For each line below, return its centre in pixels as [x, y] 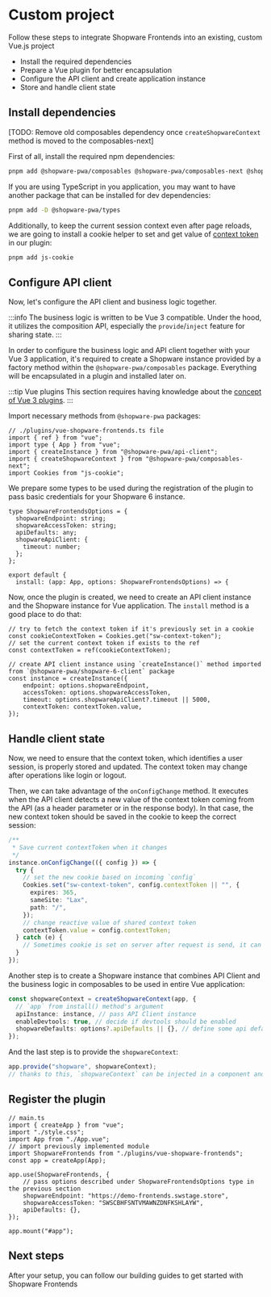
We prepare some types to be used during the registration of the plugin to [131, 488]
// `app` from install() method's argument [90, 1006]
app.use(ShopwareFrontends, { [59, 1174]
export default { [38, 575]
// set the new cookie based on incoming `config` [110, 878]
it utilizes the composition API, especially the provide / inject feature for [127, 326]
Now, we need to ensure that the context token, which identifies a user [126, 758]
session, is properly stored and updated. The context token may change [128, 766]
